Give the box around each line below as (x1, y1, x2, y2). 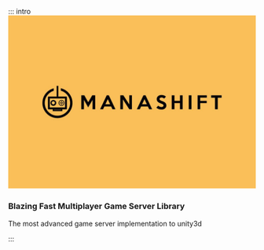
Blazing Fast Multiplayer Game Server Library (8, 200, 185, 211)
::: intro (8, 7, 31, 16)
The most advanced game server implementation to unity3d (8, 219, 203, 228)
